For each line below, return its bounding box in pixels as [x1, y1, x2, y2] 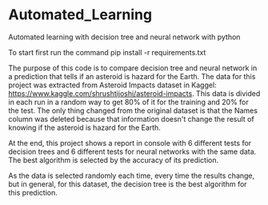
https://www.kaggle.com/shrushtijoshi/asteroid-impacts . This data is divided [8, 88, 261, 98]
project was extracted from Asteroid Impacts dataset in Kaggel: [8, 80, 218, 90]
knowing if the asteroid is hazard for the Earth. [8, 123, 162, 132]
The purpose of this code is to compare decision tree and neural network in [8, 62, 258, 73]
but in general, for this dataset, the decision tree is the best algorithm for [8, 179, 247, 189]
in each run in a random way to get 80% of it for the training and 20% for [8, 97, 250, 107]
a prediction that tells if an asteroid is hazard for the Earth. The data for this [8, 71, 256, 81]
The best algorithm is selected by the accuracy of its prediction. [8, 155, 219, 165]
